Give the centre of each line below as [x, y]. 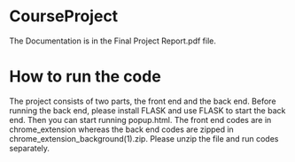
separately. [30, 148]
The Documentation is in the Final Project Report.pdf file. [113, 41]
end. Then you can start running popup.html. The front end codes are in [140, 120]
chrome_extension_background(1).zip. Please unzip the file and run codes [144, 138]
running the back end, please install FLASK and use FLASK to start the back [147, 110]
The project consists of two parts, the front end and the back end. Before [143, 101]
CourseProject [64, 16]
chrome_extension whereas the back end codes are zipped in [122, 129]
